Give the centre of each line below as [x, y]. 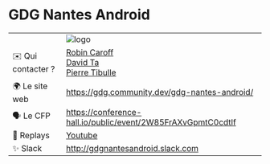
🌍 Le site [30, 86]
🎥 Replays [31, 135]
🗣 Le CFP [31, 116]
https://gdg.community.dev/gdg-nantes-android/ [160, 92]
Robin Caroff [90, 52]
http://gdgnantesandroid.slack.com [132, 148]
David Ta [82, 62]
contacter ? [34, 69]
